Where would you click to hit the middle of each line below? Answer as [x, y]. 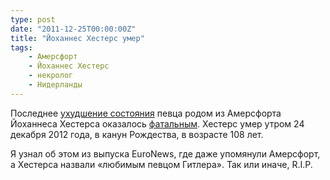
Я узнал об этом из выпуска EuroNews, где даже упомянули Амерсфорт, [165, 153]
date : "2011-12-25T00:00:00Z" [73, 29]
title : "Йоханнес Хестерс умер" [77, 38]
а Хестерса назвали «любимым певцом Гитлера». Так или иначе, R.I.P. [161, 164]
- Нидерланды [55, 85]
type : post [33, 19]
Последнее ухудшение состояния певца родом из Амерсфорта [146, 113]
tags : [21, 47]
